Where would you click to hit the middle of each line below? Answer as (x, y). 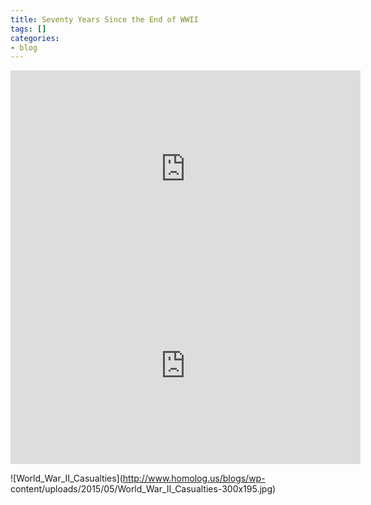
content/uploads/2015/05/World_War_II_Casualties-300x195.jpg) (143, 489)
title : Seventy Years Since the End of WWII (104, 19)
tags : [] (28, 29)
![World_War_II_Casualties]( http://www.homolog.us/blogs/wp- (138, 478)
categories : (35, 38)
